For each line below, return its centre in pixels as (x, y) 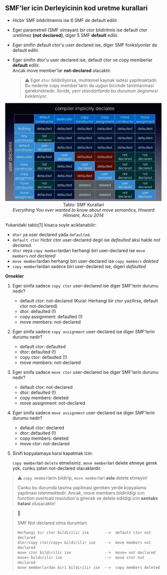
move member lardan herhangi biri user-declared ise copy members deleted (85, 261)
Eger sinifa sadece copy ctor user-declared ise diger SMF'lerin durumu (85, 286)
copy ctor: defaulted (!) (43, 357)
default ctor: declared (42, 428)
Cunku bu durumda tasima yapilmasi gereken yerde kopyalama (82, 488)
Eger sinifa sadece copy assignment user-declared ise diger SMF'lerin (83, 332)
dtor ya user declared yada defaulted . (51, 235)
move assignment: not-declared (52, 403)
